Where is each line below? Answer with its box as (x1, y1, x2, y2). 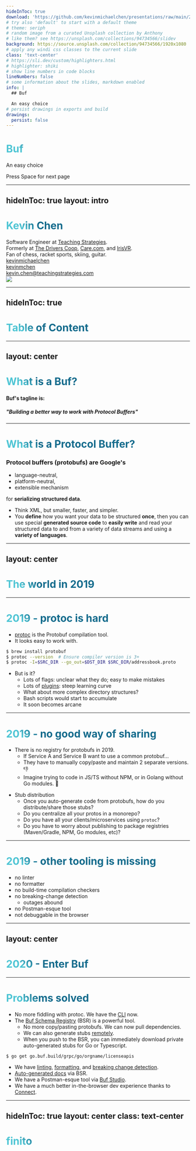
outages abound (23, 899, 63, 906)
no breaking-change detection (14, 893, 88, 900)
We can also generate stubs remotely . (23, 1029, 115, 1036)
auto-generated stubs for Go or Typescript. (23, 1042, 127, 1049)
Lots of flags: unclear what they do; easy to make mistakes (23, 676, 165, 683)
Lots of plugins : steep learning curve (23, 683, 112, 690)
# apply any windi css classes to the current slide (6, 47, 137, 53)
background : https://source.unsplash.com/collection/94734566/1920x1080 (6, 42, 187, 47)
